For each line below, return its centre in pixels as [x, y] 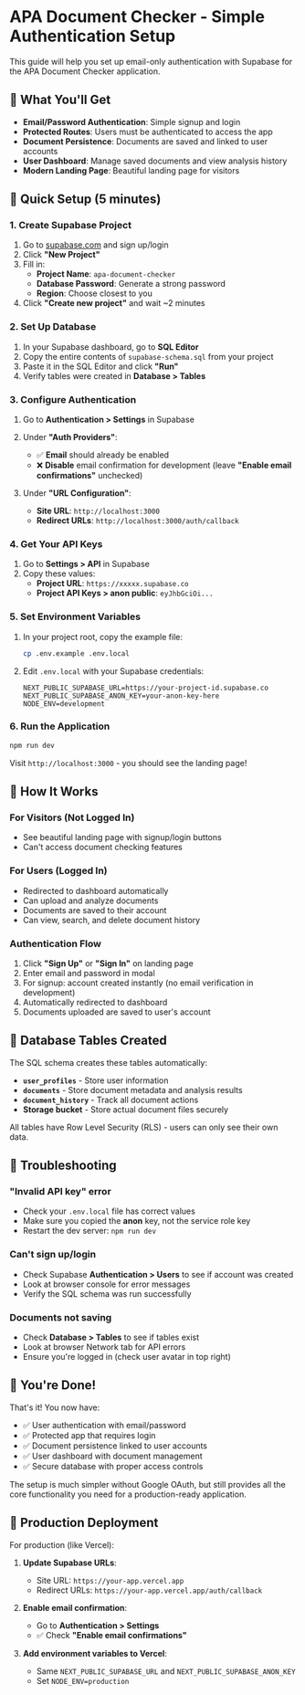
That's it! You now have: [55, 1407]
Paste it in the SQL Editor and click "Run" [100, 366]
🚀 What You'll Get [60, 100]
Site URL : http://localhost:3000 [98, 511]
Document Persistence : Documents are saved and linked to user [145, 141]
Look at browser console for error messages [106, 1284]
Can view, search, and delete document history [111, 920]
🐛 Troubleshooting [63, 1166]
